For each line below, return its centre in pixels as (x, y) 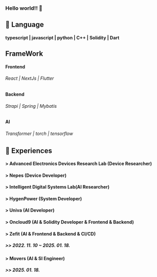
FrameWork (24, 54)
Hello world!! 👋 (24, 8)
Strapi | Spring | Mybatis (31, 106)
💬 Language (25, 25)
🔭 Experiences (29, 151)
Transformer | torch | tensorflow (39, 133)
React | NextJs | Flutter (30, 78)
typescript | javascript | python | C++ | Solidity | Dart (62, 37)
